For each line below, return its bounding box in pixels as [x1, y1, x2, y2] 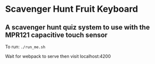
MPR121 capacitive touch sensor [5, 31, 108, 39]
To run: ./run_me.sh [5, 44, 46, 50]
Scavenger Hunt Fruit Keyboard [5, 3, 138, 15]
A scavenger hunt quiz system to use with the [5, 23, 150, 32]
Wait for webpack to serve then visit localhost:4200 [5, 53, 111, 59]
